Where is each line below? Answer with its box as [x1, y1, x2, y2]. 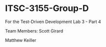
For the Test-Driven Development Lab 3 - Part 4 [5, 19, 101, 24]
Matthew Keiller [5, 37, 37, 43]
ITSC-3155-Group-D [5, 3, 89, 14]
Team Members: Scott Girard [5, 28, 64, 34]
